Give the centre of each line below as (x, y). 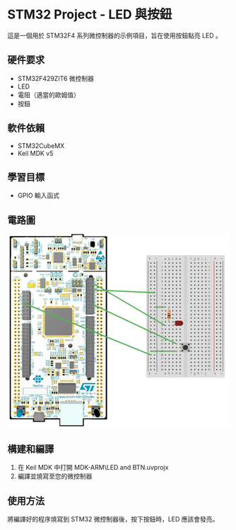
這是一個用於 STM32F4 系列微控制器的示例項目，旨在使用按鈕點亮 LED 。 (115, 35)
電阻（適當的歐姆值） (48, 95)
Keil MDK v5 (35, 153)
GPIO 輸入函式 (39, 196)
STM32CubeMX (41, 145)
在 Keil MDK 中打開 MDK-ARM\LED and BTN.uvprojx (93, 468)
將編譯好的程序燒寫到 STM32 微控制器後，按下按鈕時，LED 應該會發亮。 (113, 519)
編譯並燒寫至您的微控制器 (55, 476)
